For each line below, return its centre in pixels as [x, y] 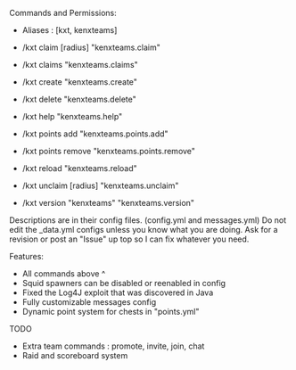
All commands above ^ [63, 274]
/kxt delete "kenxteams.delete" [79, 99]
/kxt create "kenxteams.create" [80, 82]
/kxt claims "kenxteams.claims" [80, 65]
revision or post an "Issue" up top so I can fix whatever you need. [129, 239]
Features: [27, 256]
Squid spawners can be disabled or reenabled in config [123, 283]
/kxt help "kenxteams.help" [72, 116]
